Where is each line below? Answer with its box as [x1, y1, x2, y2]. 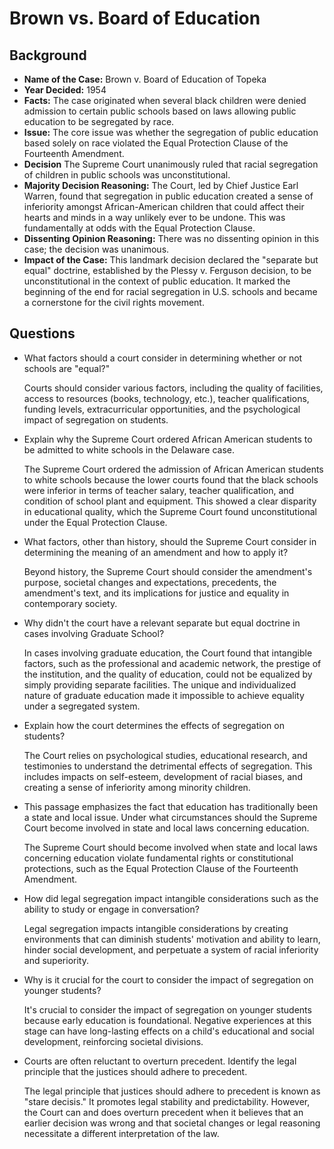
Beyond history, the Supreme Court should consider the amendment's [23, 565, 313, 577]
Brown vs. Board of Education [9, 7, 261, 30]
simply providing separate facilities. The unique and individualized [23, 678, 297, 691]
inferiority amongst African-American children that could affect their [23, 201, 305, 212]
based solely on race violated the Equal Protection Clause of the [23, 137, 289, 149]
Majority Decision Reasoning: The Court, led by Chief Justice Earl [23, 180, 299, 191]
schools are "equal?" [23, 362, 111, 374]
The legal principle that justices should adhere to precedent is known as [23, 1085, 321, 1097]
